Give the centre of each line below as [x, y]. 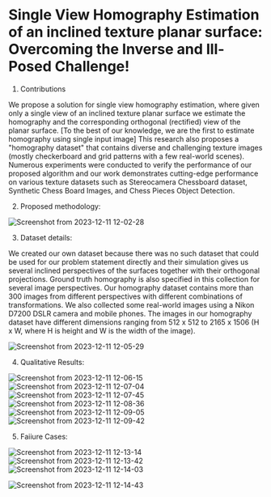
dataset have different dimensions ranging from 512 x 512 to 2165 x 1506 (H [134, 322]
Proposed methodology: [60, 206]
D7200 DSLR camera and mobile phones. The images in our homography [130, 313]
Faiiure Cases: [44, 436]
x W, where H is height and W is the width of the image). [102, 330]
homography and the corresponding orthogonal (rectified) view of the [125, 121]
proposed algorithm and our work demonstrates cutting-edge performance [133, 173]
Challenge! [92, 67]
